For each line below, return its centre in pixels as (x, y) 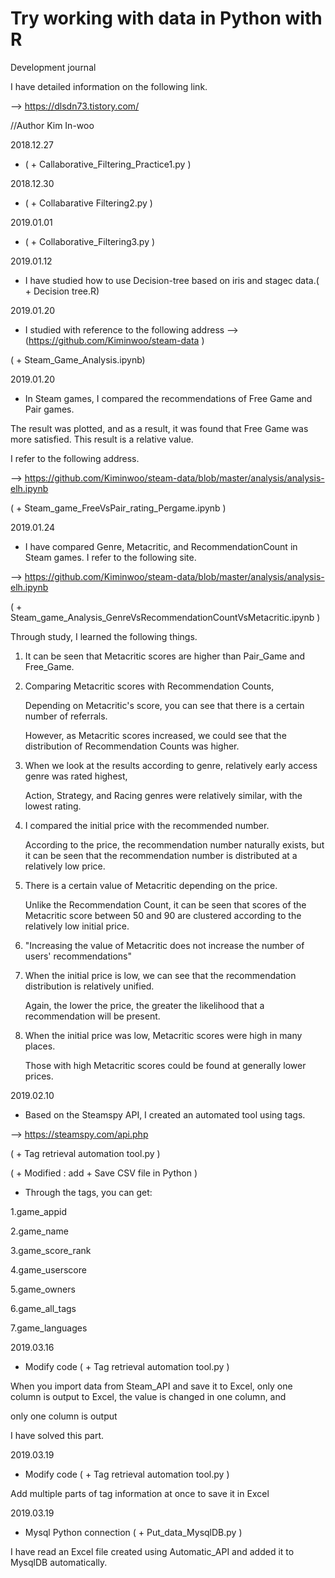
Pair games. (49, 409)
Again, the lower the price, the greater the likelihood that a (144, 1005)
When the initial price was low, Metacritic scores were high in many (163, 1035)
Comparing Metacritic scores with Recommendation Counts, (149, 686)
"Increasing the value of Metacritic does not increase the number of (164, 945)
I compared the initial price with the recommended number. (147, 825)
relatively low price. (65, 866)
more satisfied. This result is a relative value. (102, 439)
